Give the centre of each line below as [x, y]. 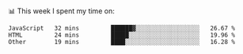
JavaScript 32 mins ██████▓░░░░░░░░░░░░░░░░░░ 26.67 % [122, 28]
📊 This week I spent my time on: [61, 11]
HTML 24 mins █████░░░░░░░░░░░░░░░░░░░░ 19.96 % [122, 35]
